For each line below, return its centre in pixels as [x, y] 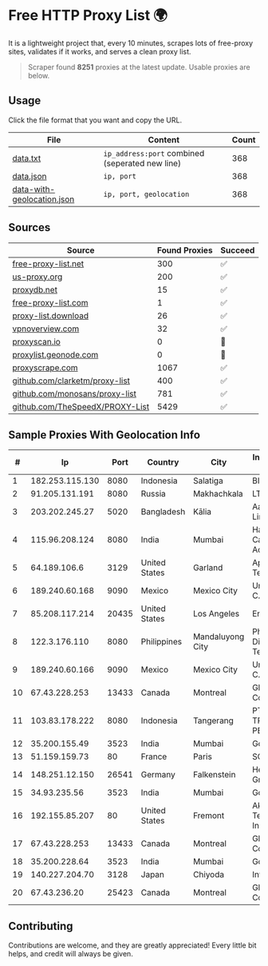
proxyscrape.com [45, 367]
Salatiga [208, 481]
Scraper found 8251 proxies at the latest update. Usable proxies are [139, 67]
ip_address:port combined [154, 153]
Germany [158, 775]
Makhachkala [218, 494]
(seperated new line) [142, 163]
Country [163, 462]
